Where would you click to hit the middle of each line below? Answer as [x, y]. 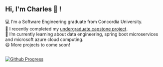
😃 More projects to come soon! [38, 44]
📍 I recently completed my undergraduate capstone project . [67, 28]
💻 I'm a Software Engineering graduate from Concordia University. [74, 21]
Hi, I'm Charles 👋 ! [33, 9]
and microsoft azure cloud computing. [44, 39]
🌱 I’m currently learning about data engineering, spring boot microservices [82, 34]
